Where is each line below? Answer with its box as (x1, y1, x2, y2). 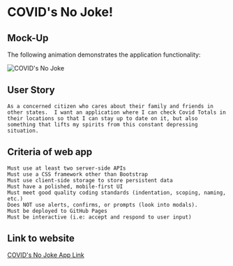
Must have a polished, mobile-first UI (7, 183, 123, 190)
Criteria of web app (7, 146, 93, 158)
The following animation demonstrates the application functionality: (7, 50, 201, 59)
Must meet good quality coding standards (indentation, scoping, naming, (7, 189, 227, 196)
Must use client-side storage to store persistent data (7, 177, 173, 184)
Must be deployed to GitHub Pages (7, 207, 108, 214)
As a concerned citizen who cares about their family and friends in (7, 103, 214, 110)
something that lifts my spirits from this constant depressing (7, 121, 198, 128)
